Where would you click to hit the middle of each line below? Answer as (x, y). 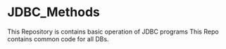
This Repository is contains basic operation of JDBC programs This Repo (113, 31)
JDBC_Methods (54, 12)
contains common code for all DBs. (58, 38)
